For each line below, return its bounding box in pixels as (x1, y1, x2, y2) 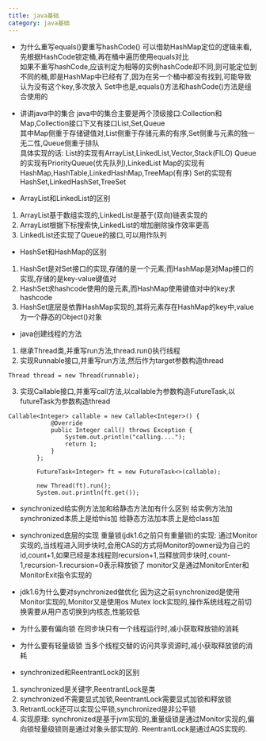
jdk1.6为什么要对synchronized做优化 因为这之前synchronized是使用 (19, 587, 240, 596)
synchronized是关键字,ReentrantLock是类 (19, 684, 156, 693)
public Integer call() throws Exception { (50, 426, 193, 434)
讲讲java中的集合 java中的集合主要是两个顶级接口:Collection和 (19, 108, 222, 118)
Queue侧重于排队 (42, 138, 100, 148)
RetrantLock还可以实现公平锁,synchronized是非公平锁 (19, 704, 196, 713)
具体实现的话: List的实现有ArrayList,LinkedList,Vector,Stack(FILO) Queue (19, 148, 256, 157)
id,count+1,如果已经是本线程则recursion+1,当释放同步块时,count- (19, 550, 231, 560)
